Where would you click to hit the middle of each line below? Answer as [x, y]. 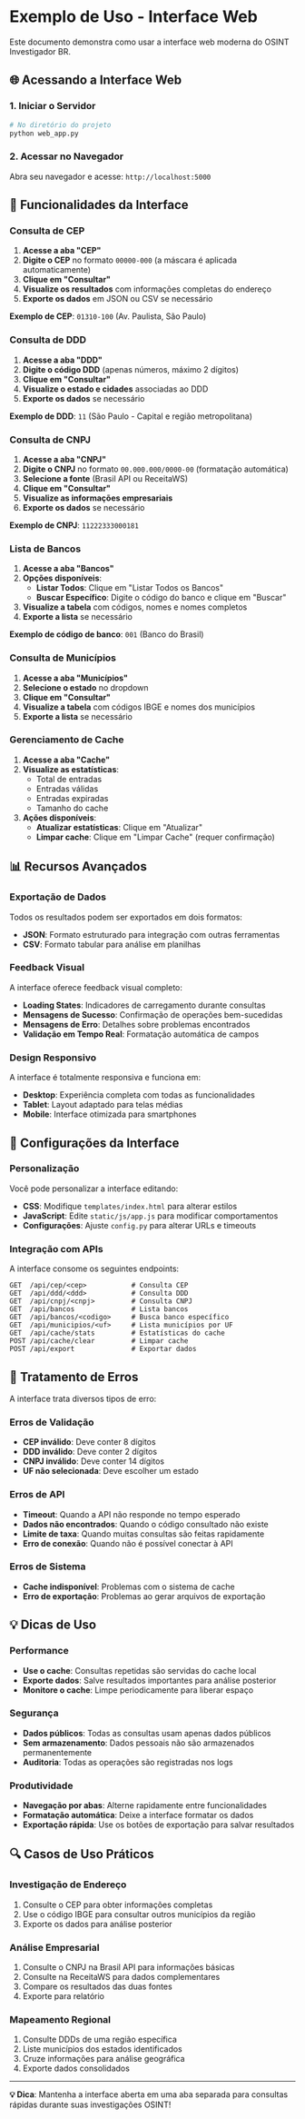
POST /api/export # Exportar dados [103, 1349]
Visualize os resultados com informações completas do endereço [147, 289]
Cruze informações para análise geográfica [103, 2059]
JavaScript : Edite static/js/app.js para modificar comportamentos [150, 1216]
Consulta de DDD [48, 340]
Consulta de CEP [47, 231]
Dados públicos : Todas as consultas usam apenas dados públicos [147, 1733]
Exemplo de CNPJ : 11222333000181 [74, 525]
